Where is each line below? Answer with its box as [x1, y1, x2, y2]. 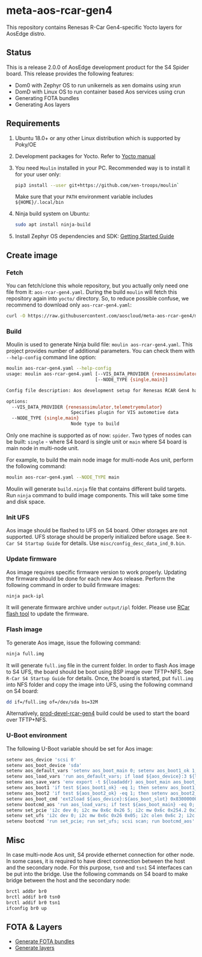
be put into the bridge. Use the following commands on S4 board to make [6, 870, 188, 878]
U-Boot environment [6, 731, 67, 740]
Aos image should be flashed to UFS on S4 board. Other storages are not [6, 527, 188, 534]
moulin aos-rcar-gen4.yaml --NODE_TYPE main [6, 474, 120, 480]
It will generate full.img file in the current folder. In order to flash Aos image [6, 661, 195, 669]
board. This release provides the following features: [6, 70, 134, 77]
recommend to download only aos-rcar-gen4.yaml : [6, 301, 132, 308]
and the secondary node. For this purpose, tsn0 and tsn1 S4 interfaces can [6, 864, 192, 871]
